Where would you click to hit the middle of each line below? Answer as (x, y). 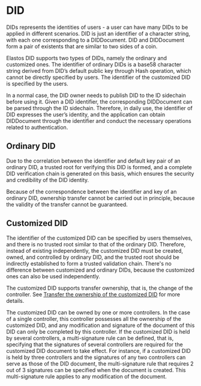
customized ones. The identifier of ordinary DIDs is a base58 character (94, 64)
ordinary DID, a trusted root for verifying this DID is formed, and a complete (99, 167)
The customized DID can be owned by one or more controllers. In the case (98, 312)
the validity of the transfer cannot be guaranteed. (67, 204)
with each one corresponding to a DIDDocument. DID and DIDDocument (95, 40)
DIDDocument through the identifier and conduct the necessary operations (99, 120)
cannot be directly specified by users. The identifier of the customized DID (98, 77)
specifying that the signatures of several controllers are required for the (94, 344)
